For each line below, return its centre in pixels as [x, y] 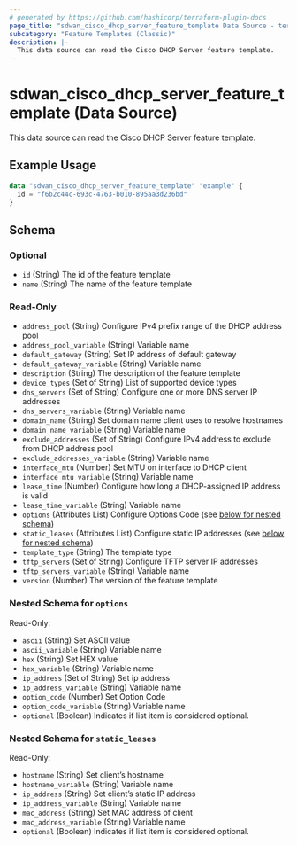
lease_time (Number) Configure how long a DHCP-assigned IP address [151, 486]
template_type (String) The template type [97, 552]
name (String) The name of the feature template [107, 284]
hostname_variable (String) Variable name [98, 785]
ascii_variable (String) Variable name [91, 649]
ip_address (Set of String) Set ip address [96, 677]
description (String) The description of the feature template [131, 373]
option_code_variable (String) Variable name [103, 706]
